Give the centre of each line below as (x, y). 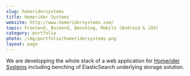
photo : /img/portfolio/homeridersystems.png (61, 39)
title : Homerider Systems (38, 17)
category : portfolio (31, 33)
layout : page (22, 44)
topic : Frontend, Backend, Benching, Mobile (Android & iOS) (82, 28)
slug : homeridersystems (35, 11)
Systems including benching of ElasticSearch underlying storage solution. (95, 67)
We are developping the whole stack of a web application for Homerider (93, 61)
